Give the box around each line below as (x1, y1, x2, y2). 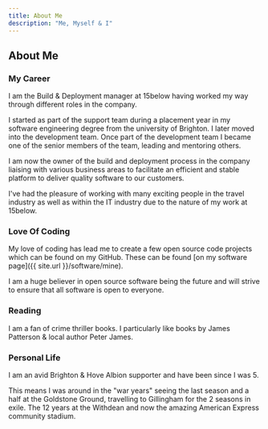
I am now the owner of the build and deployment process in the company (8, 156, 250, 166)
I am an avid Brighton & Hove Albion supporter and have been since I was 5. (8, 370, 259, 380)
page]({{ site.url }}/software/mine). (8, 261, 124, 271)
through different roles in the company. (8, 99, 138, 109)
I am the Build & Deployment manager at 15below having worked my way (8, 91, 249, 101)
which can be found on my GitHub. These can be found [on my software (8, 253, 247, 262)
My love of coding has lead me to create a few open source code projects (8, 244, 253, 253)
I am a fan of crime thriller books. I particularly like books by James (8, 323, 230, 333)
